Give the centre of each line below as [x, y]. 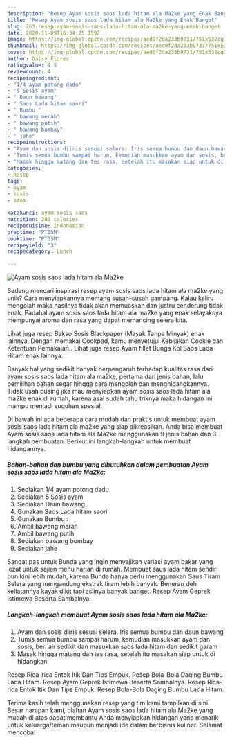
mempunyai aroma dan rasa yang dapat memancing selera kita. [97, 320]
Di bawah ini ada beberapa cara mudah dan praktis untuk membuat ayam [111, 419]
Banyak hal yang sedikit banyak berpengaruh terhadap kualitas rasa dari [110, 369]
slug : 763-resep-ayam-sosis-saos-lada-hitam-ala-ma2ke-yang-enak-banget [114, 26]
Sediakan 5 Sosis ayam [50, 497]
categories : [24, 168]
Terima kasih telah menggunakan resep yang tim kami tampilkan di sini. [108, 703]
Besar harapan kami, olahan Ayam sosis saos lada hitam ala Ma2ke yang [110, 710]
